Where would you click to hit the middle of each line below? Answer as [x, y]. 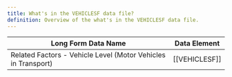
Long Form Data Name [88, 43]
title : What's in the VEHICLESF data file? [71, 13]
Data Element [197, 43]
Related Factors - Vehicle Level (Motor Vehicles [88, 54]
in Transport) [32, 63]
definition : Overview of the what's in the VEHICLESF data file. [103, 20]
